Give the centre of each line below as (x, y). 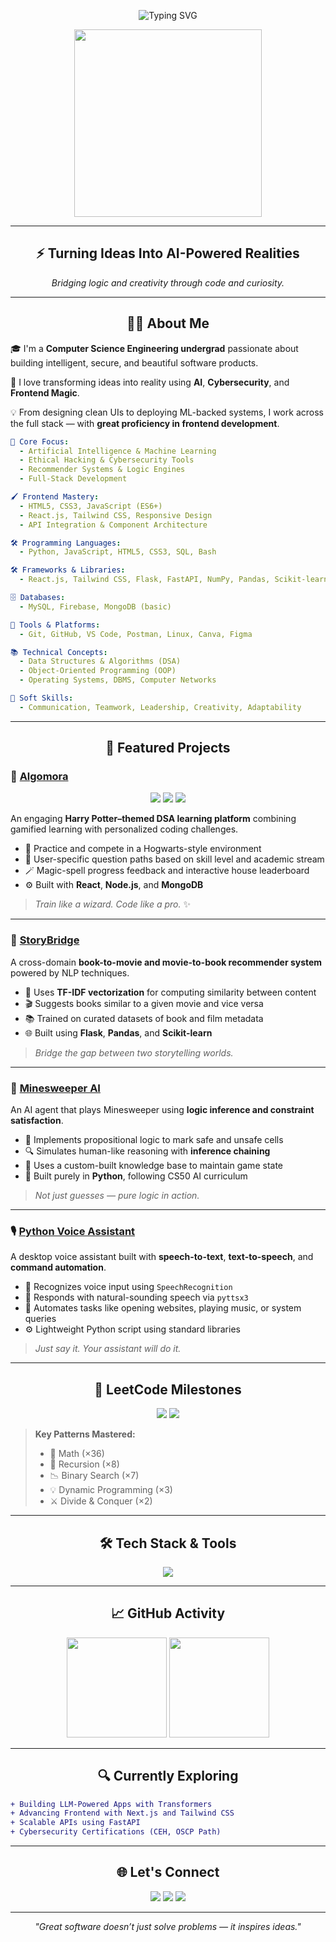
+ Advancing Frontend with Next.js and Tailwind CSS (122, 1813)
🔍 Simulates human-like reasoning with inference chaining (147, 1151)
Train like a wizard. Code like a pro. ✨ (112, 904)
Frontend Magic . (45, 392)
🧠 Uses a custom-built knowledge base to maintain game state (153, 1166)
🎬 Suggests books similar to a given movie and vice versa (144, 1003)
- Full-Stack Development (73, 479)
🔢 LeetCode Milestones (168, 1389)
